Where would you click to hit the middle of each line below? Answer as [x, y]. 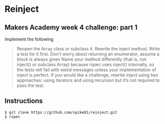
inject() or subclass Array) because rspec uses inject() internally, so [85, 64]
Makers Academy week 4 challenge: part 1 [71, 27]
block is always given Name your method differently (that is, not [81, 59]
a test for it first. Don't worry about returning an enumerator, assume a [88, 54]
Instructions [24, 101]
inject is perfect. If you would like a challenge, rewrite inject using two [87, 75]
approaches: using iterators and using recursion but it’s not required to [88, 80]
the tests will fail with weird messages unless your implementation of [86, 70]
